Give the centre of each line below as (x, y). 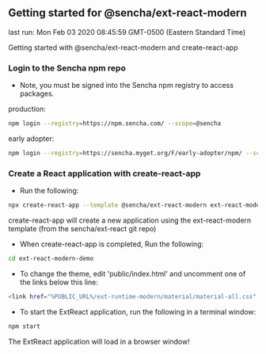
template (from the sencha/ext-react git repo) (82, 229)
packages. (37, 93)
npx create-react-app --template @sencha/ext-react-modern (108, 205)
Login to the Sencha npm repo (67, 68)
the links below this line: (59, 282)
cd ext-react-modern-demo (51, 259)
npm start (25, 326)
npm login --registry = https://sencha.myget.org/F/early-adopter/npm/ (125, 153)
